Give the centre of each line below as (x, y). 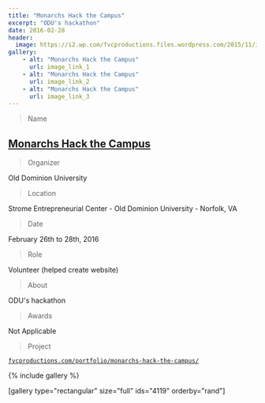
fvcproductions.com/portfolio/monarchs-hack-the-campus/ (104, 361)
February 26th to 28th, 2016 (54, 239)
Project (39, 347)
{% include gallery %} (44, 375)
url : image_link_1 (59, 67)
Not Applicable (32, 331)
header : (21, 38)
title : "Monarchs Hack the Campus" (67, 15)
